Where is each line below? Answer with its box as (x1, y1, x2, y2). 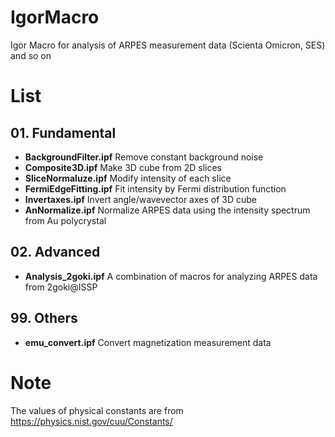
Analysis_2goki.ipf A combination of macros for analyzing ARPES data (24, 270, 318, 282)
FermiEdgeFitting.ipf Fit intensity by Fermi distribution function (24, 182, 287, 195)
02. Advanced (10, 244, 101, 261)
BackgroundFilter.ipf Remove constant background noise (24, 151, 264, 163)
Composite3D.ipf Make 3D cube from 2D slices (24, 161, 222, 173)
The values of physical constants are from (10, 404, 184, 416)
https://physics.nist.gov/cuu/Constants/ (10, 415, 173, 427)
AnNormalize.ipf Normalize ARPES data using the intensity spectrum (24, 204, 311, 216)
